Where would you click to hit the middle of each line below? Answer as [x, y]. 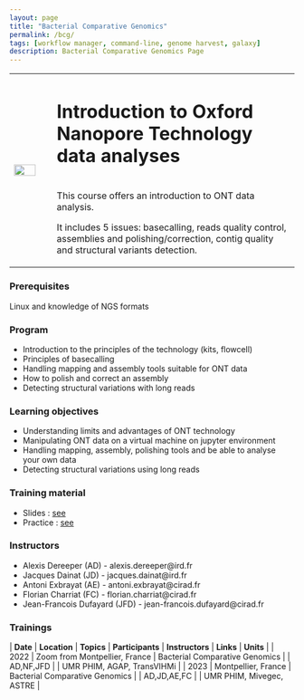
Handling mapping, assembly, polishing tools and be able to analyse [149, 450]
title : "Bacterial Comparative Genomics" [89, 26]
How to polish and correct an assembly [95, 378]
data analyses [119, 156]
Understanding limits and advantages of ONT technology [128, 431]
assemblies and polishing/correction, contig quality [165, 239]
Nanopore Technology [155, 133]
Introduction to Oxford [155, 111]
